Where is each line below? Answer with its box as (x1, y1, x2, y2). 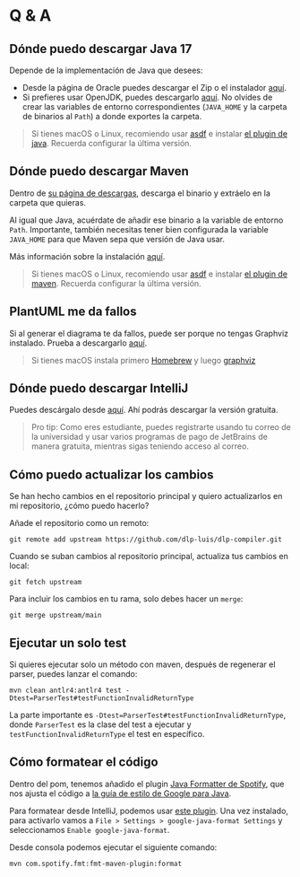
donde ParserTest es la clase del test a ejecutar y (9, 719, 192, 730)
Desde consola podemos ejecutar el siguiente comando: (9, 841, 218, 853)
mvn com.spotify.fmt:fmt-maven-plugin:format (9, 859, 182, 868)
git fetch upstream (9, 578, 82, 587)
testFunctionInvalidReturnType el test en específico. (9, 729, 205, 740)
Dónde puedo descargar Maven (9, 163, 190, 180)
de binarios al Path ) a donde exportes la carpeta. (21, 111, 202, 121)
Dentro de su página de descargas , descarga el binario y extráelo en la (9, 188, 271, 198)
